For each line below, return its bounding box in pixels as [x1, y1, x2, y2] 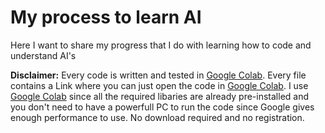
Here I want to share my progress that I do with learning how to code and [10, 39, 312, 51]
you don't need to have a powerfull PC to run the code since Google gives [10, 101, 315, 113]
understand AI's [10, 49, 77, 61]
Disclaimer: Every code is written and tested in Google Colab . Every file [10, 69, 307, 81]
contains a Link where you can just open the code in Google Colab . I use [10, 79, 309, 91]
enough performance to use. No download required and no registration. [10, 111, 305, 123]
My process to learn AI [10, 6, 202, 29]
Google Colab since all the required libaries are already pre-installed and [10, 90, 310, 102]
